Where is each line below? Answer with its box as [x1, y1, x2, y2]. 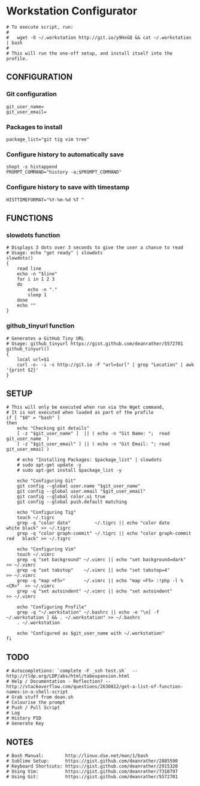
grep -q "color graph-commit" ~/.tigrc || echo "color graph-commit [17, 531, 192, 537]
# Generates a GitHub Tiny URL [6, 335, 84, 341]
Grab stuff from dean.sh [11, 694, 74, 701]
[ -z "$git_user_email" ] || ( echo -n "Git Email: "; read [17, 441, 170, 447]
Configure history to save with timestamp [6, 183, 130, 192]
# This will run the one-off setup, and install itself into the [6, 50, 172, 56]
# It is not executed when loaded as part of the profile [6, 410, 154, 416]
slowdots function [6, 231, 60, 239]
